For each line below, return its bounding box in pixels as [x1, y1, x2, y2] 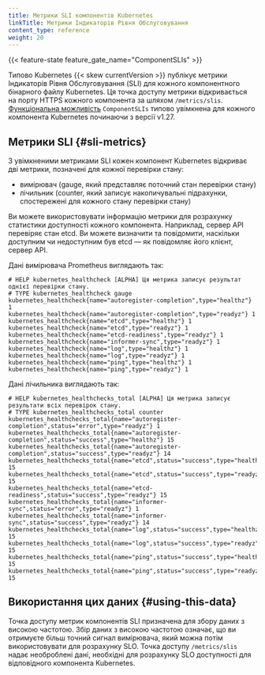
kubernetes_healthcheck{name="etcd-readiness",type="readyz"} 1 [8, 331, 224, 339]
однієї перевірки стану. [8, 283, 90, 291]
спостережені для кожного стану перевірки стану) [19, 196, 192, 206]
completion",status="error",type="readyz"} [8, 423, 154, 431]
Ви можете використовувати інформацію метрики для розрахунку [8, 212, 233, 222]
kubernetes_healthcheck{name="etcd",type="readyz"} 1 [8, 324, 189, 332]
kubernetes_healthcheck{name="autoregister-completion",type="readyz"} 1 [8, 311, 256, 319]
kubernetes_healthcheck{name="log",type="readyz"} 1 [8, 352, 185, 360]
